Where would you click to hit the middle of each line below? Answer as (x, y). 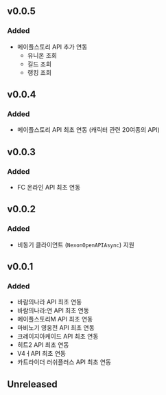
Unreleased (33, 384)
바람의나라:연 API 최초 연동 (53, 311)
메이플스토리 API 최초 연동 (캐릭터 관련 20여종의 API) (88, 130)
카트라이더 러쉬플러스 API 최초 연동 (64, 362)
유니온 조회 (42, 55)
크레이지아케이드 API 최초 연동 (58, 337)
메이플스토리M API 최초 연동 (55, 319)
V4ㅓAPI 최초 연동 (41, 354)
